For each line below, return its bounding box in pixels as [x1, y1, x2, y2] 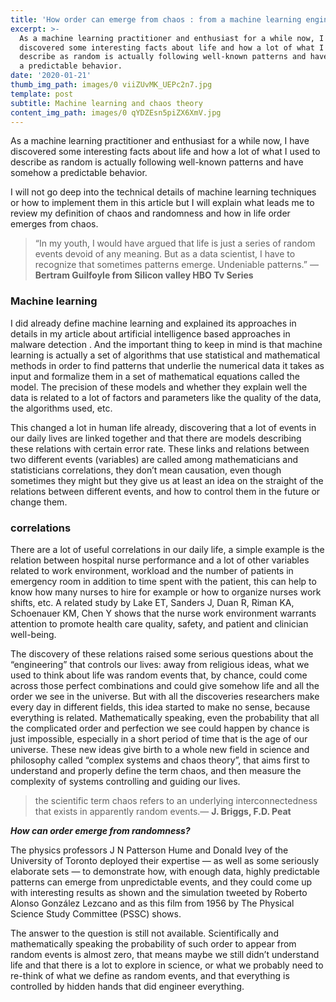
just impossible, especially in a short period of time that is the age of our [10, 732, 308, 745]
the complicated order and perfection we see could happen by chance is [10, 722, 310, 734]
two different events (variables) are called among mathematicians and [10, 453, 299, 465]
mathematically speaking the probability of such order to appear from [10, 937, 297, 950]
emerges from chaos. [10, 218, 99, 230]
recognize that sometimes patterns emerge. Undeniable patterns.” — [34, 259, 319, 271]
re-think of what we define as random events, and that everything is [10, 969, 290, 981]
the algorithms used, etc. [10, 402, 113, 414]
